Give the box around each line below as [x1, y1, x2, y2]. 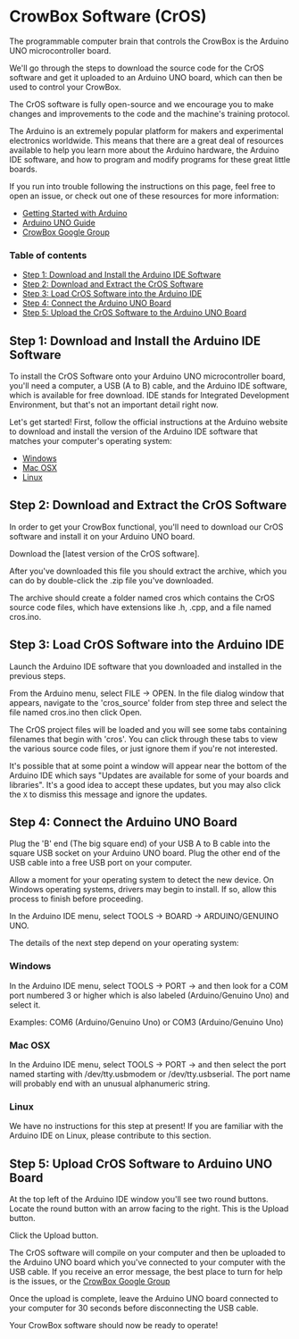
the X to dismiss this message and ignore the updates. [9, 789, 208, 799]
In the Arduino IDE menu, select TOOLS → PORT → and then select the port [9, 1059, 287, 1070]
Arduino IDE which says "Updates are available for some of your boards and [9, 770, 289, 781]
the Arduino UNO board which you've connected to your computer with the [9, 1257, 286, 1268]
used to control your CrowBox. [9, 81, 122, 92]
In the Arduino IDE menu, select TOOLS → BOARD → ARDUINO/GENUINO [9, 911, 279, 922]
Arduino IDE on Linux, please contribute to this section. [9, 1130, 212, 1141]
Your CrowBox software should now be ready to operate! [9, 1320, 219, 1331]
